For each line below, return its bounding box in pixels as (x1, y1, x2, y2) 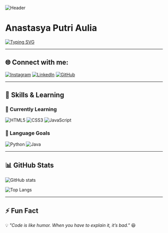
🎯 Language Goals (5, 130, 50, 137)
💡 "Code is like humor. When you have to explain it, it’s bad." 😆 (5, 222, 136, 228)
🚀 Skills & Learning (5, 91, 64, 99)
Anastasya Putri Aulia (5, 23, 97, 34)
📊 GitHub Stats (5, 161, 54, 170)
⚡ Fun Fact (5, 206, 38, 215)
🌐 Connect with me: (5, 58, 68, 67)
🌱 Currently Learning (5, 106, 57, 113)
